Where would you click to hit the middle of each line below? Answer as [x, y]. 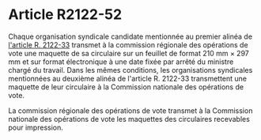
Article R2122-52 [65, 15]
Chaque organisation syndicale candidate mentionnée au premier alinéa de [130, 36]
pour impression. [36, 127]
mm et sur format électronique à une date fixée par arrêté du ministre [121, 62]
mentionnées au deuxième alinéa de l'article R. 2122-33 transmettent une [128, 78]
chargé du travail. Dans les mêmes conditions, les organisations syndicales [130, 70]
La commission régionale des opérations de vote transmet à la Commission [130, 110]
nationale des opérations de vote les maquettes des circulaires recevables [129, 119]
